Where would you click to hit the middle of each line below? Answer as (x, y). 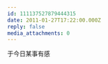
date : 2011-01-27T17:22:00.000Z (54, 20)
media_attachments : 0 (39, 33)
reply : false (26, 26)
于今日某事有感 (29, 54)
